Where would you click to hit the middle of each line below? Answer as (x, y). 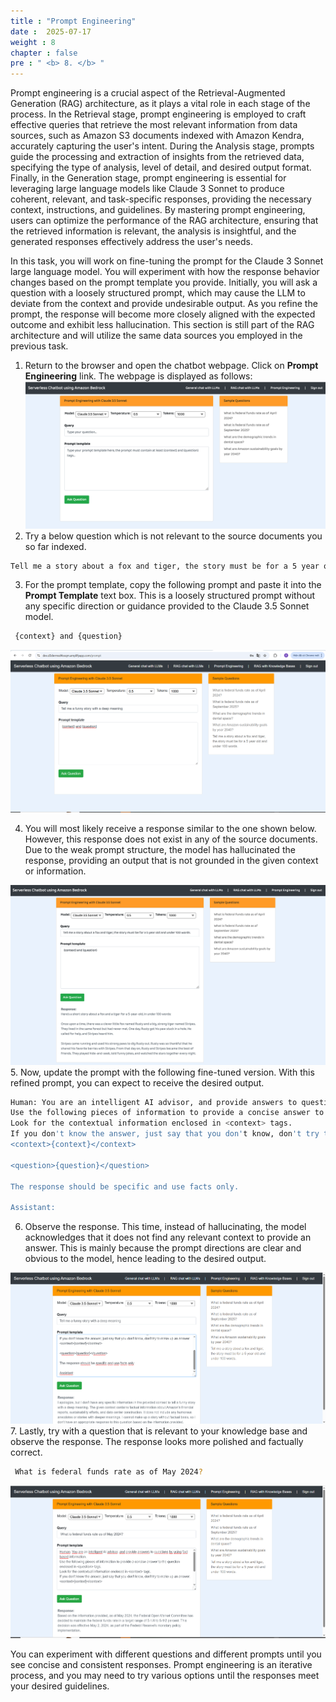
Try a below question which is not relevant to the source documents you (173, 536)
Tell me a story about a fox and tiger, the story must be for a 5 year (165, 566)
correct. (26, 1452)
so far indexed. (55, 546)
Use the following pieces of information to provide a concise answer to (167, 1113)
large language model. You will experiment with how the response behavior (165, 272)
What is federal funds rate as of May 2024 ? (108, 1472)
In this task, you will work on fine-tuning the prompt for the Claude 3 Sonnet (167, 261)
